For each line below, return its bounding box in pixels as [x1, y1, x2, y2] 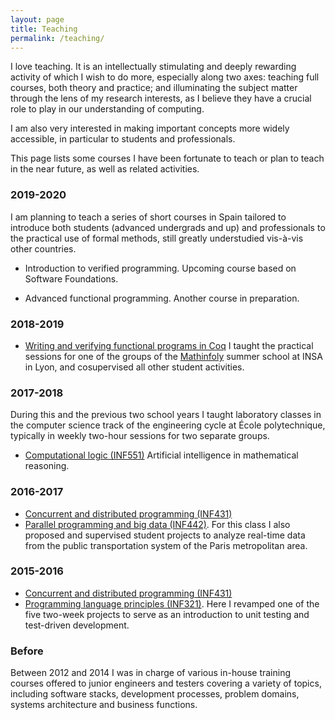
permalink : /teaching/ [10, 33, 105, 43]
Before [10, 644, 44, 658]
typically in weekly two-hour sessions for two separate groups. [10, 430, 270, 442]
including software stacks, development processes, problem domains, [10, 688, 300, 700]
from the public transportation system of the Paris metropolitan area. [24, 539, 308, 551]
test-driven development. [24, 619, 130, 631]
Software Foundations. [24, 272, 119, 285]
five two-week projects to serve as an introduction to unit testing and [24, 608, 310, 620]
